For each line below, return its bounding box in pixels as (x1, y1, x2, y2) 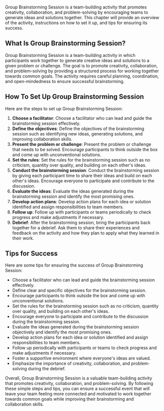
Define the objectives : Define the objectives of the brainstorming (12, 125, 144, 132)
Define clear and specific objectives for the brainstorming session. (12, 287, 147, 294)
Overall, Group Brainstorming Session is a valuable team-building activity (5, 375, 153, 381)
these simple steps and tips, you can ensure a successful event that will (5, 385, 150, 392)
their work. (12, 235, 34, 241)
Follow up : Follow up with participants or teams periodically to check (12, 209, 152, 215)
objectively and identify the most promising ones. (12, 329, 112, 335)
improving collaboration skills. (12, 136, 72, 142)
